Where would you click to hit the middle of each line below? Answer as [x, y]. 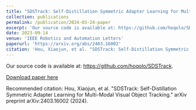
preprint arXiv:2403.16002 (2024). [47, 101]
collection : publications [37, 17]
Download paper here [32, 77]
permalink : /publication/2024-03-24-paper [58, 22]
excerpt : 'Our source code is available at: [61, 28]
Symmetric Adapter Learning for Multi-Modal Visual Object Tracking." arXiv [97, 94]
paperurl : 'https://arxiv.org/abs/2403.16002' [64, 44]
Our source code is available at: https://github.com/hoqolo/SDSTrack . [90, 66]
